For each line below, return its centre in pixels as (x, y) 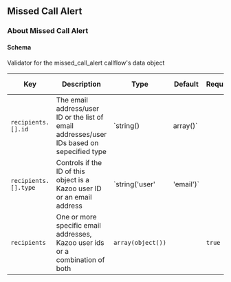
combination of (80, 259)
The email (72, 100)
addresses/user (81, 134)
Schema (19, 47)
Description (81, 84)
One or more (76, 217)
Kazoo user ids (80, 242)
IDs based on (77, 142)
